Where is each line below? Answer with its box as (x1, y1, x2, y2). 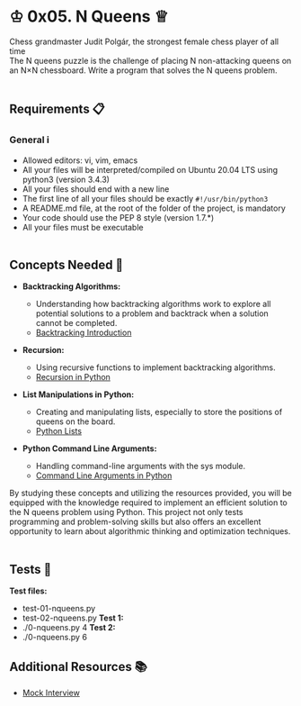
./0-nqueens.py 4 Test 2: (22, 622, 116, 633)
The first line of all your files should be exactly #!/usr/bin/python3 (22, 193, 269, 204)
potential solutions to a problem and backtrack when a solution (35, 308, 270, 319)
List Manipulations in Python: (22, 389, 135, 400)
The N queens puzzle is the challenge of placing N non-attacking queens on (9, 55, 292, 66)
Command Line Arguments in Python (35, 470, 173, 481)
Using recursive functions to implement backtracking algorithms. (35, 362, 276, 373)
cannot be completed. (35, 318, 118, 329)
